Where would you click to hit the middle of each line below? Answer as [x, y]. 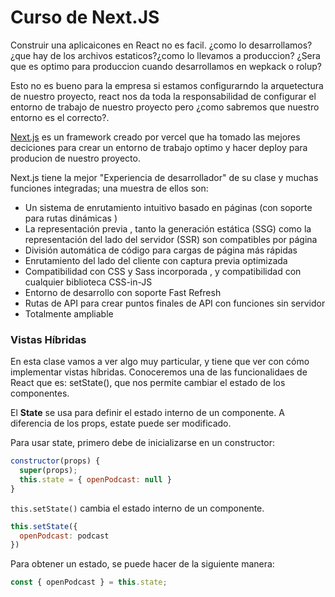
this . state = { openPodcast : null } [95, 479]
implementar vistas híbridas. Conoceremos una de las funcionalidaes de [159, 372]
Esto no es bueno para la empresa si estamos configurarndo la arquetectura [167, 85]
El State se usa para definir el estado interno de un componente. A [147, 413]
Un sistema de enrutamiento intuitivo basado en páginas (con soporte [168, 207]
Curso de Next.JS [85, 17]
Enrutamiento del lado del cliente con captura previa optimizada [156, 260]
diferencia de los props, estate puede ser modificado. [121, 423]
